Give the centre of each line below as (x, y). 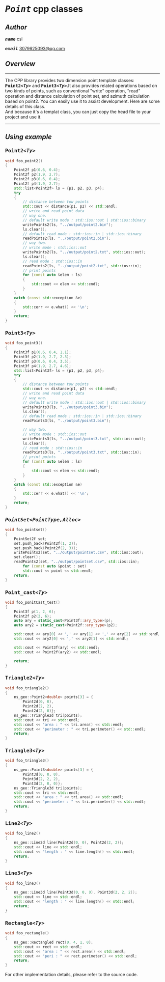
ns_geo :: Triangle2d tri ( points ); (48, 715)
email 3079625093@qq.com (35, 48)
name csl (14, 39)
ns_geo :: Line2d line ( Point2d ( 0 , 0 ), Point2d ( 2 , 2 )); (69, 843)
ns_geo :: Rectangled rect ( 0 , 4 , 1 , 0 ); (54, 942)
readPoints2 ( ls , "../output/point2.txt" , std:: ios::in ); (82, 266)
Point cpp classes (44, 9)
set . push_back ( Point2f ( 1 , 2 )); (46, 543)
